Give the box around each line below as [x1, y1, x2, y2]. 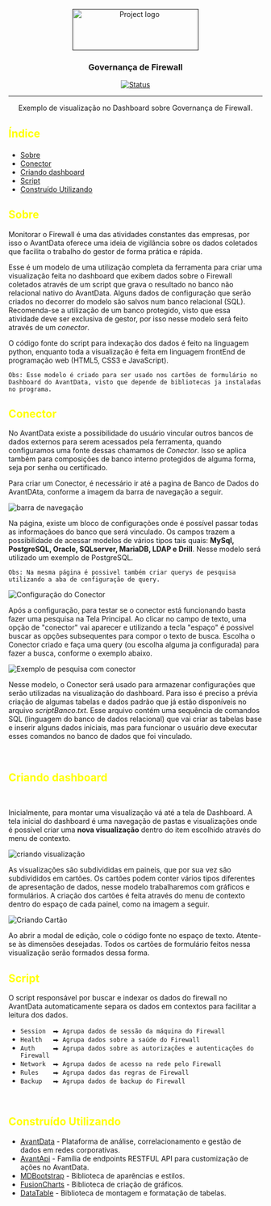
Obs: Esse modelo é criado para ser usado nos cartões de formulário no [8, 371, 258, 379]
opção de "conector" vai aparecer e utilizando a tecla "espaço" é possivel [8, 622, 254, 632]
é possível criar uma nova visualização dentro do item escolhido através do [8, 825, 261, 834]
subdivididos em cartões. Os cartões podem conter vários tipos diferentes [8, 873, 256, 883]
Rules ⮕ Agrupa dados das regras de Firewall [19, 1068, 190, 1076]
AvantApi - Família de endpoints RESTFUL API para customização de [19, 1153, 248, 1163]
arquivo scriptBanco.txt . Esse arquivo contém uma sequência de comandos [8, 706, 261, 716]
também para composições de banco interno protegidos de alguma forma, [8, 454, 256, 464]
